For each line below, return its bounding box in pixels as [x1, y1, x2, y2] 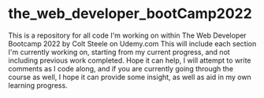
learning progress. [8, 80, 69, 90]
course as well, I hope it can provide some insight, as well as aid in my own [8, 72, 252, 82]
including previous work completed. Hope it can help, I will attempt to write [8, 56, 251, 65]
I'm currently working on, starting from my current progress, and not [8, 47, 230, 56]
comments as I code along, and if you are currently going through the [8, 64, 234, 73]
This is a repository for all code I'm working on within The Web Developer [8, 31, 247, 40]
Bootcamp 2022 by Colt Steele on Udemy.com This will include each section [8, 38, 257, 48]
